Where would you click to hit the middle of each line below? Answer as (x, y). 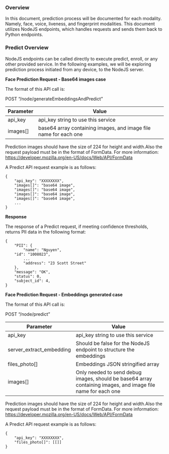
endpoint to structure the (105, 350)
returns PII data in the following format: (46, 232)
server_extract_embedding (39, 350)
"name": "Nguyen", (43, 250)
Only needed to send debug (109, 372)
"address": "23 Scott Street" (55, 263)
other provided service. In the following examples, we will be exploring (78, 64)
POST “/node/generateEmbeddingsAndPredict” (54, 99)
